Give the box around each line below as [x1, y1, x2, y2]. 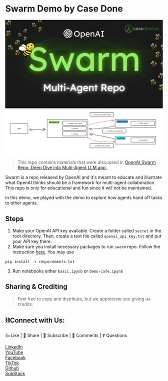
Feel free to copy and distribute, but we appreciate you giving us [17, 295, 151, 301]
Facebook [5, 354, 26, 360]
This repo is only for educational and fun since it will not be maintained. [5, 185, 152, 191]
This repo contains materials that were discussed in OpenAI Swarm [17, 159, 156, 165]
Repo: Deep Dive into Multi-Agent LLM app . [17, 164, 108, 170]
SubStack [5, 370, 25, 376]
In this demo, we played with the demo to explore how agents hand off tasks [5, 194, 162, 200]
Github [5, 365, 19, 371]
